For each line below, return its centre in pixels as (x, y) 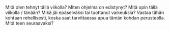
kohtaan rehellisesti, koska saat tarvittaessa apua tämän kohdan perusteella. (85, 18)
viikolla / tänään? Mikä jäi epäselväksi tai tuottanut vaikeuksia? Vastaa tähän (85, 12)
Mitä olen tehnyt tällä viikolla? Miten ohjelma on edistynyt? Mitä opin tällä (81, 7)
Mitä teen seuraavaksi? (30, 23)
